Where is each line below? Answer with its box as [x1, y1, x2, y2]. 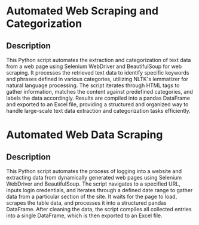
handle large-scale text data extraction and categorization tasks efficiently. [6, 107, 191, 114]
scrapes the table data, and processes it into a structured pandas [6, 199, 167, 206]
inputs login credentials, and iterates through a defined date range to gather [6, 187, 193, 193]
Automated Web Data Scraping [6, 128, 163, 141]
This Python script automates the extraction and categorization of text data [6, 57, 191, 63]
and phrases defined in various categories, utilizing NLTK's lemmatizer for [6, 76, 188, 82]
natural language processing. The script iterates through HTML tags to [6, 82, 180, 89]
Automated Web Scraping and [6, 4, 159, 18]
